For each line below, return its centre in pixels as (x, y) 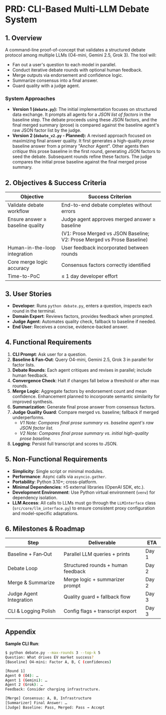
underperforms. (28, 417)
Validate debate (26, 205)
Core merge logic (28, 262)
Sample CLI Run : (22, 644)
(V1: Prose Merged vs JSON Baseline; (105, 234)
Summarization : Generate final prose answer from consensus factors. (84, 407)
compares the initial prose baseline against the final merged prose (80, 162)
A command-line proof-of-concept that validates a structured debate (75, 50)
